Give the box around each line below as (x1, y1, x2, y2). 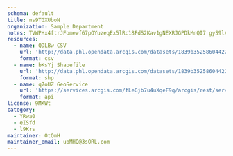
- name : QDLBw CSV (13, 42, 67, 49)
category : (7, 106, 36, 113)
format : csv (19, 55, 54, 62)
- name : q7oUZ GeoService (13, 81, 89, 88)
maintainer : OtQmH (7, 132, 60, 139)
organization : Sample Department (7, 23, 104, 30)
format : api (19, 94, 54, 101)
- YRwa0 (13, 113, 36, 119)
